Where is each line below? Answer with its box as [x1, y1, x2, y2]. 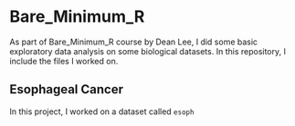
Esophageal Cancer [9, 82, 123, 97]
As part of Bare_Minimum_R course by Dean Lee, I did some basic [9, 36, 258, 47]
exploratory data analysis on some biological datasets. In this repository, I [9, 45, 286, 56]
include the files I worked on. [9, 55, 119, 66]
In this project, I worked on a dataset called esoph [9, 106, 195, 117]
